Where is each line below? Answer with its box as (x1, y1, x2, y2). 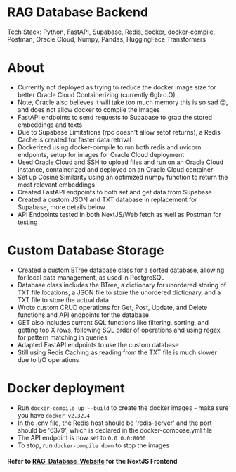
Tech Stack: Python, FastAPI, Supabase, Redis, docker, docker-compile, (7, 27, 216, 36)
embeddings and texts (17, 120, 83, 129)
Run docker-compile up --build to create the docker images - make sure (17, 403, 229, 412)
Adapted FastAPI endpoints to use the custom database (17, 340, 179, 349)
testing (17, 218, 38, 226)
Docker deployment (7, 380, 125, 396)
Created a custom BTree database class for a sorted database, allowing (17, 266, 225, 274)
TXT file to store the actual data (17, 295, 109, 304)
